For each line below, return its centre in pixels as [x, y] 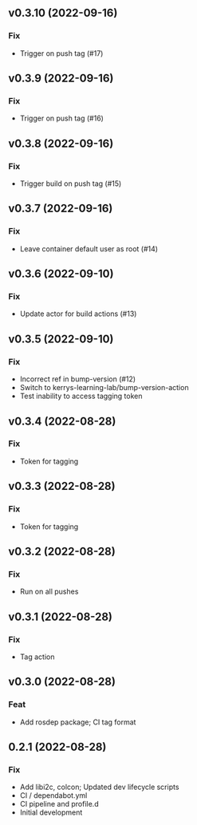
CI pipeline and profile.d [59, 804]
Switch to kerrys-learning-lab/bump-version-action [104, 388]
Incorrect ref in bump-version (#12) [78, 379]
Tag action [37, 657]
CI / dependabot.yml [53, 795]
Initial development [51, 812]
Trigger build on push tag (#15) [71, 184]
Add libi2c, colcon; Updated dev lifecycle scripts [99, 787]
